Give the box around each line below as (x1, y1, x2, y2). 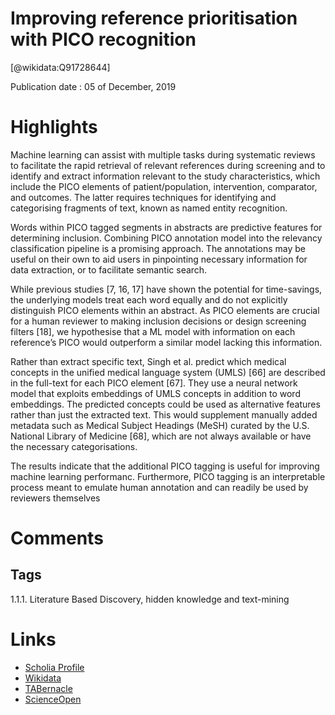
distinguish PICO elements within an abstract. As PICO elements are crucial (10, 304, 320, 316)
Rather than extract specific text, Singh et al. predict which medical (10, 355, 287, 367)
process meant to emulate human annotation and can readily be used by (10, 481, 309, 493)
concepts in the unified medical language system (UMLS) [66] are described (10, 366, 326, 378)
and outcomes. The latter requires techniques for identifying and (10, 191, 277, 203)
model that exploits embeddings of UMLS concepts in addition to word (10, 387, 301, 399)
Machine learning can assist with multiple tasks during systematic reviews (10, 148, 316, 161)
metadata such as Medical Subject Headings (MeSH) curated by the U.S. (10, 419, 310, 431)
